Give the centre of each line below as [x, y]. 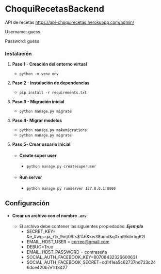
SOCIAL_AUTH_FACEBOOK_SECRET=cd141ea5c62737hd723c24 [91, 262]
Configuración [27, 204]
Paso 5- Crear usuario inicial [41, 144]
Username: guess [23, 31]
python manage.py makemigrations [53, 130]
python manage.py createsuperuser [61, 167]
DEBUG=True [40, 247]
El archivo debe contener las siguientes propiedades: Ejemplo [81, 227]
